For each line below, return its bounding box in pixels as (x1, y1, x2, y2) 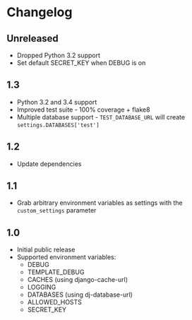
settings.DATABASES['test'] (16, 122, 100, 129)
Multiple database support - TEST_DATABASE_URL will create (16, 112, 185, 121)
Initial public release (16, 245, 76, 254)
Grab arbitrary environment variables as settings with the (16, 198, 183, 207)
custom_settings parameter (16, 206, 97, 215)
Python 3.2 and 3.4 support (16, 97, 97, 106)
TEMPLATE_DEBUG (27, 268, 85, 276)
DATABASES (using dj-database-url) (27, 290, 133, 299)
